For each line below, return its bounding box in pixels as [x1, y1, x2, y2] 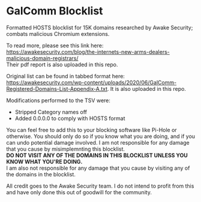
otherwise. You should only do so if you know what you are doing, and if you [6, 133, 196, 140]
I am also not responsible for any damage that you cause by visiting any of [6, 164, 190, 172]
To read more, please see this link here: [6, 42, 104, 49]
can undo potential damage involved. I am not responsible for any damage [6, 139, 190, 146]
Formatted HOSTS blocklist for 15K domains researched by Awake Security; [6, 24, 193, 31]
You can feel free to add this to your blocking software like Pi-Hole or [6, 126, 177, 133]
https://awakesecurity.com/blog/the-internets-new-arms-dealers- [6, 48, 170, 55]
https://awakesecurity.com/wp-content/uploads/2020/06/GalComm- [6, 79, 177, 86]
